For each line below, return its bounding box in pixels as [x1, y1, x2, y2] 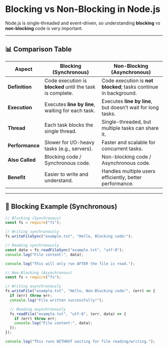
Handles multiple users [101, 167, 156, 174]
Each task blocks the [44, 121, 93, 128]
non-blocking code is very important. [5, 25, 83, 31]
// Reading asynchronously [9, 307, 66, 312]
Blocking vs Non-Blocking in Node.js [5, 3, 160, 15]
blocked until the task [44, 83, 96, 90]
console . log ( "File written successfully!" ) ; [9, 298, 104, 303]
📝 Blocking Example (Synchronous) [5, 202, 117, 211]
